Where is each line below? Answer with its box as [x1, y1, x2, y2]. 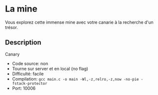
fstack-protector [12, 81, 48, 86]
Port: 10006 [12, 85, 35, 91]
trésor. [5, 24, 18, 30]
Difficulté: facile [12, 71, 44, 77]
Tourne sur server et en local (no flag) [12, 66, 88, 71]
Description [5, 39, 41, 47]
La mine [5, 3, 37, 14]
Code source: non [12, 60, 49, 66]
